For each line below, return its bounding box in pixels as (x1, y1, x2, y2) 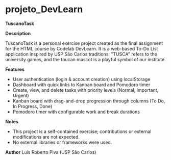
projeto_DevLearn (5, 4, 83, 15)
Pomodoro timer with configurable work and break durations (12, 109, 140, 115)
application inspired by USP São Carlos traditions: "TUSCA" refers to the (5, 51, 157, 57)
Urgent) (12, 92, 29, 98)
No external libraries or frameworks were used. (12, 139, 112, 145)
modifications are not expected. (12, 134, 80, 140)
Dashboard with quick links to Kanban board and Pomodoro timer (12, 82, 151, 88)
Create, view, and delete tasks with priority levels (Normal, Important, (12, 87, 159, 93)
